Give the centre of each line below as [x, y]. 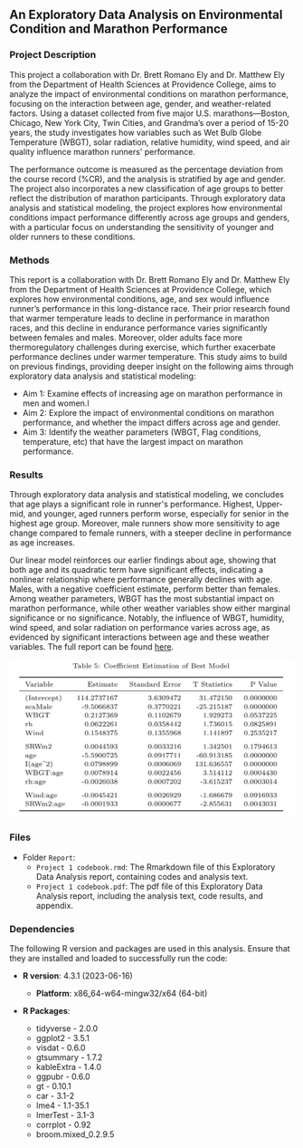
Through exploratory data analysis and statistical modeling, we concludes [147, 495]
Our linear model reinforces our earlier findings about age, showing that [143, 560]
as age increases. [42, 543]
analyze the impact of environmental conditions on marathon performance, [149, 93]
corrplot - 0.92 [63, 1124]
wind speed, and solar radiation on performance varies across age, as [140, 628]
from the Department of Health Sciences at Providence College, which [141, 289]
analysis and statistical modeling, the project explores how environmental [146, 207]
